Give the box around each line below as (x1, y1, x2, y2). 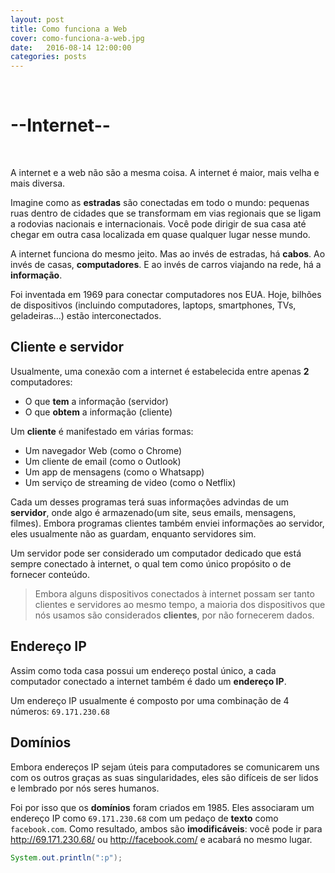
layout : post (10, 14, 65, 25)
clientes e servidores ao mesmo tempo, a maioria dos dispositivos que (34, 598, 326, 610)
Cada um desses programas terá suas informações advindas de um (10, 496, 289, 508)
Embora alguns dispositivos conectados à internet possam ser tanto (34, 587, 315, 600)
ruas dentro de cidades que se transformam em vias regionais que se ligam (10, 207, 322, 220)
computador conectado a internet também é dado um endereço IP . (10, 675, 287, 687)
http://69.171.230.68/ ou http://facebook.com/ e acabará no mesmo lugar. (10, 833, 313, 845)
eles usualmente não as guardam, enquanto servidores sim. (10, 527, 257, 540)
